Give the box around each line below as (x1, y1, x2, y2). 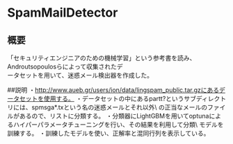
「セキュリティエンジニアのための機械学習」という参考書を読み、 (7, 54, 196, 62)
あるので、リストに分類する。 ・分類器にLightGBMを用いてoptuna (19, 112, 209, 120)
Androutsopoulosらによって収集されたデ (7, 62, 123, 71)
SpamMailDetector (7, 5, 118, 21)
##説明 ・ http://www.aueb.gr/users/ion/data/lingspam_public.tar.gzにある (7, 86, 220, 94)
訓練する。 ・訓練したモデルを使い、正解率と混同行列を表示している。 (7, 129, 210, 137)
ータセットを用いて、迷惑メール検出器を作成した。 (7, 71, 153, 79)
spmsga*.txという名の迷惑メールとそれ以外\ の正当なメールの (31, 103, 207, 111)
